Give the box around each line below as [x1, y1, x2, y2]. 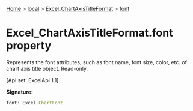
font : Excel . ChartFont [6, 100, 63, 106]
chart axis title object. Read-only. [6, 65, 88, 72]
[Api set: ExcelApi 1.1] [6, 76, 59, 83]
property [6, 39, 52, 53]
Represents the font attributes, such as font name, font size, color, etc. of [6, 58, 188, 65]
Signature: [6, 88, 33, 95]
